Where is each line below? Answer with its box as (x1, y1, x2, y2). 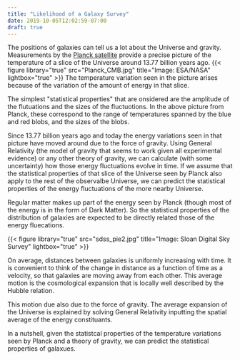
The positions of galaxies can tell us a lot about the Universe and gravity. (7, 43, 221, 52)
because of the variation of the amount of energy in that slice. (7, 81, 189, 90)
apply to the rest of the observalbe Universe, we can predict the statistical (7, 177, 226, 185)
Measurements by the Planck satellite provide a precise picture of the (7, 51, 212, 59)
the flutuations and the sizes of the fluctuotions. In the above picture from (7, 103, 224, 111)
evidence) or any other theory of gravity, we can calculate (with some (7, 154, 213, 163)
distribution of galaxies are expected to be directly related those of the (7, 213, 215, 222)
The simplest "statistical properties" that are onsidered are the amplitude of (7, 95, 230, 103)
